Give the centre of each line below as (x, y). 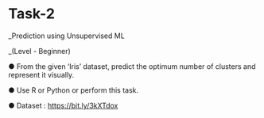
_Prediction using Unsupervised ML (66, 36)
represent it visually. (41, 74)
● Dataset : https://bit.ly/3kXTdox (63, 105)
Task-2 (32, 14)
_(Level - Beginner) (40, 51)
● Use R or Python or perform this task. (74, 90)
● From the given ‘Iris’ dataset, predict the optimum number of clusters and (132, 66)
